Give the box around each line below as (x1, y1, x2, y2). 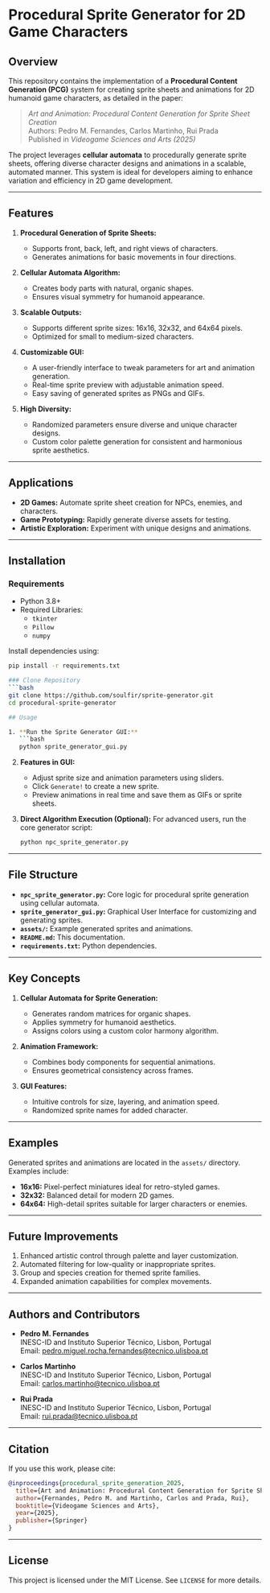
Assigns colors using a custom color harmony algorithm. (31, 1026, 219, 1035)
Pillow (31, 624, 55, 632)
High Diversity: (19, 404, 72, 414)
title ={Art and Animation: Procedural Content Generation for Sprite (15, 1487, 253, 1495)
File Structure (8, 868, 78, 882)
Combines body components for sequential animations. (31, 1057, 215, 1067)
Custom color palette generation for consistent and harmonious (31, 436, 243, 446)
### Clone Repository (8, 676, 81, 685)
